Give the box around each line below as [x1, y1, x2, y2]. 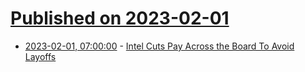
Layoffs [24, 50, 57, 62]
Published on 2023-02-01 [10, 7, 230, 30]
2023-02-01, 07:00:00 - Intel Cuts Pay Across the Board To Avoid [24, 40, 295, 52]
